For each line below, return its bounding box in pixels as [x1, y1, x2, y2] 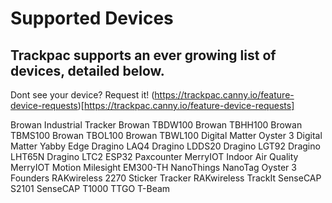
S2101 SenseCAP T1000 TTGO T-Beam [10, 183, 171, 194]
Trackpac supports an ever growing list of [10, 47, 277, 64]
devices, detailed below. [10, 62, 165, 79]
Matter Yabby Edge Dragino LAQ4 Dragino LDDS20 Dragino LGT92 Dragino [10, 140, 321, 152]
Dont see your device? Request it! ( [10, 89, 155, 101]
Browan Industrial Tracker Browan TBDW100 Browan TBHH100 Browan [10, 119, 303, 131]
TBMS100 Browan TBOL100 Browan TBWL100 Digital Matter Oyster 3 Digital [10, 130, 323, 141]
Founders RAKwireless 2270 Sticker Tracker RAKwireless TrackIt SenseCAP [10, 172, 322, 184]
